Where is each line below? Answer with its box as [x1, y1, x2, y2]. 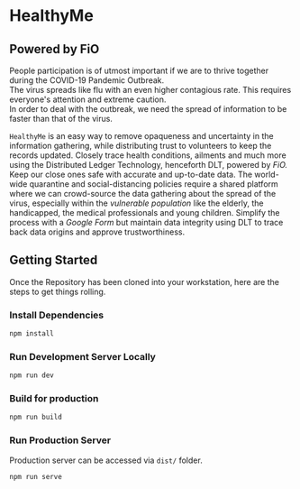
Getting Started [9, 253, 98, 268]
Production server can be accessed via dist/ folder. [9, 455, 203, 466]
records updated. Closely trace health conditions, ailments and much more [9, 150, 286, 161]
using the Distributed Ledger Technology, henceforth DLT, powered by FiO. [9, 160, 288, 170]
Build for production [9, 392, 99, 405]
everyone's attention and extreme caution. [9, 94, 167, 105]
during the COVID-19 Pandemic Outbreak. [9, 75, 165, 86]
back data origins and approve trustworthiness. [9, 226, 186, 237]
